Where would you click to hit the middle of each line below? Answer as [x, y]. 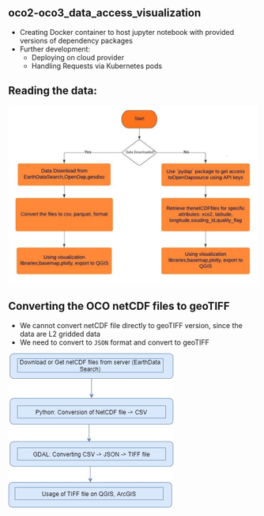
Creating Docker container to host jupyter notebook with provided [127, 32]
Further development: [55, 49]
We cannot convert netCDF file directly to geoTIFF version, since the [131, 325]
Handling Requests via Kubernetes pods [97, 66]
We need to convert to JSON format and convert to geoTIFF [114, 342]
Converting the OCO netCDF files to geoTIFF [119, 306]
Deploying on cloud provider [78, 57]
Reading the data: [53, 91]
